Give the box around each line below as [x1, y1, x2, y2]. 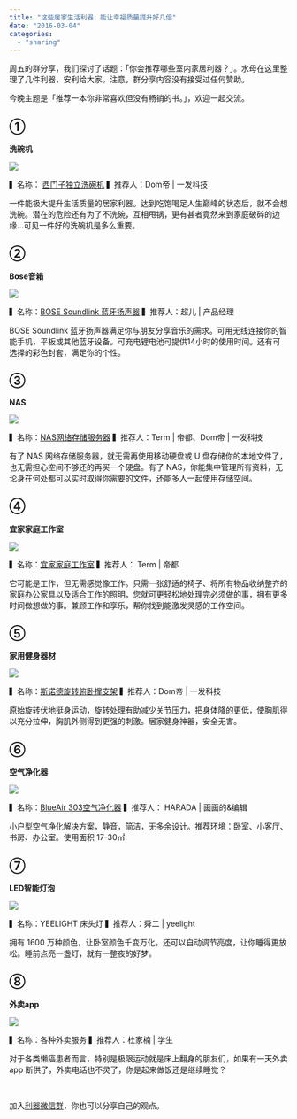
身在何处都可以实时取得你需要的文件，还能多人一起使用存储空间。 [16, 473, 257, 483]
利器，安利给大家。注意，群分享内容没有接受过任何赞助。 [39, 74, 249, 85]
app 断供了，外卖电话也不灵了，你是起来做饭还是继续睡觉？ [9, 1064, 227, 1075]
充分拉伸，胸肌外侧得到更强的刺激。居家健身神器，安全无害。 [16, 716, 241, 727]
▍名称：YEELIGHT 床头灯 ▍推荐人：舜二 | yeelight [9, 918, 196, 929]
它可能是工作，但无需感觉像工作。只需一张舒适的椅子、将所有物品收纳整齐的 [9, 577, 288, 589]
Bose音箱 [9, 271, 44, 282]
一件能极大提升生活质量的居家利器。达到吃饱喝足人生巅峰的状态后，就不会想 [9, 198, 288, 209]
